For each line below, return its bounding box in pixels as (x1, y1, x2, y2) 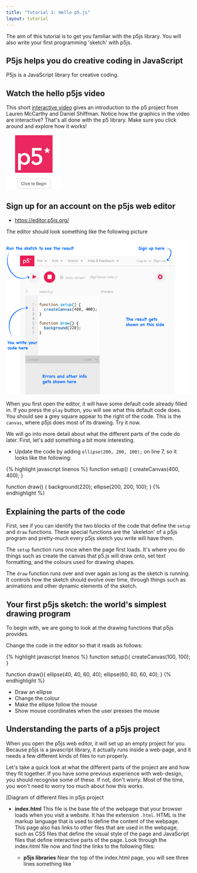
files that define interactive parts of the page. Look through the (14, 836, 167, 843)
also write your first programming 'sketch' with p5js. (6, 39, 132, 46)
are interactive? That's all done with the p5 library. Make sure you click (6, 116, 177, 123)
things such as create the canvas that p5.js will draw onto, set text (6, 552, 166, 559)
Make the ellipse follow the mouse (14, 701, 98, 708)
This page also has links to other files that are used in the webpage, (14, 824, 178, 831)
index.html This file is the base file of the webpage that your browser (14, 805, 183, 812)
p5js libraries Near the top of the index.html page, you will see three (23, 854, 189, 861)
